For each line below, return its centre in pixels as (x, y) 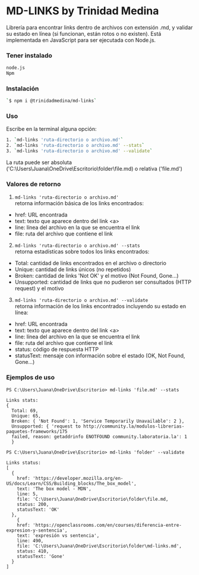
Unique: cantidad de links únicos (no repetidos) (73, 269)
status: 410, (33, 551)
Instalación (23, 89)
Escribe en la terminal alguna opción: (51, 129)
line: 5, (28, 494)
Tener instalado (29, 55)
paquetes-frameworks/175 (37, 431)
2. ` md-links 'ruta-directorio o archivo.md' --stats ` (75, 146)
